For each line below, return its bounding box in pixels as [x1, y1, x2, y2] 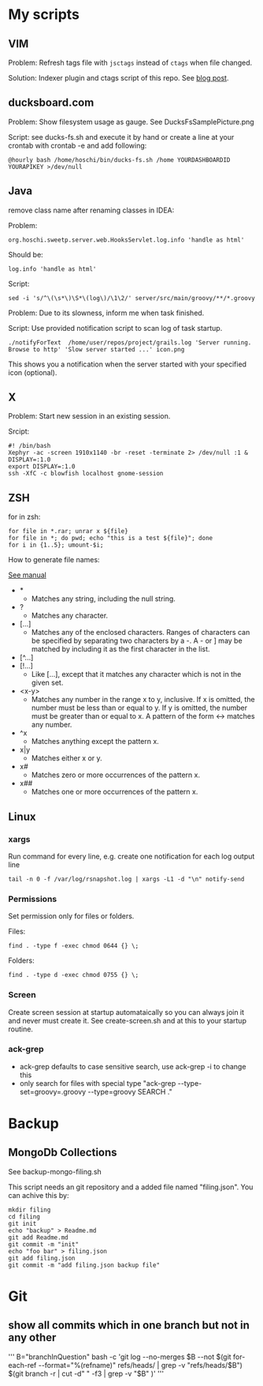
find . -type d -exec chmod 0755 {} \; [8, 971, 139, 979]
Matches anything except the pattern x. [31, 737, 159, 746]
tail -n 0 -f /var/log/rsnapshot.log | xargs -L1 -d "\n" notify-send [8, 875, 245, 883]
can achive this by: [8, 1190, 69, 1200]
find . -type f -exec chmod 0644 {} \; [8, 942, 139, 950]
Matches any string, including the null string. [31, 594, 176, 603]
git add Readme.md [8, 1234, 69, 1241]
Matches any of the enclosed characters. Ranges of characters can [31, 628, 250, 637]
